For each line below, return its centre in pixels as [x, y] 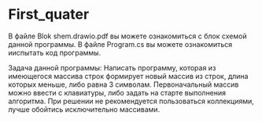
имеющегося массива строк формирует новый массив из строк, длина [128, 76]
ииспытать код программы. [55, 52]
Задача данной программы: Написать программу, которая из [112, 67]
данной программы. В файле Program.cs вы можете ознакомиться [120, 44]
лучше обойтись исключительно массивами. [84, 109]
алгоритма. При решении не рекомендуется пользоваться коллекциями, [131, 101]
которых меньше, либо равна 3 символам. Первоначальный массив [124, 84]
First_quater [49, 14]
